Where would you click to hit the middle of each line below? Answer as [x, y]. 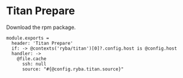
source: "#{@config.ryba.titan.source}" [73, 69]
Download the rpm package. [41, 27]
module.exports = [28, 38]
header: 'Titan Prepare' [42, 43]
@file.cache [32, 58]
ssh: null [34, 64]
